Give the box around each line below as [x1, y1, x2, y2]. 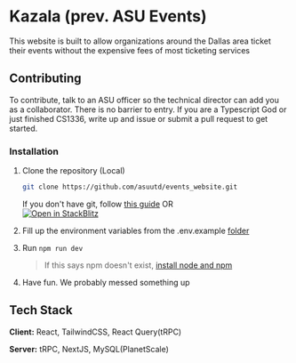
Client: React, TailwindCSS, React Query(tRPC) [9, 327, 182, 337]
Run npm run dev [21, 242, 84, 253]
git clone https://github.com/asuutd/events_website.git [21, 182, 238, 192]
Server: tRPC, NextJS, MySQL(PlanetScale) [9, 343, 169, 354]
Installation [9, 145, 60, 157]
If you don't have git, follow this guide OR [21, 198, 173, 209]
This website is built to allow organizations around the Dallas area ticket [9, 36, 271, 46]
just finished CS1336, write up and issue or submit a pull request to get [9, 113, 268, 124]
